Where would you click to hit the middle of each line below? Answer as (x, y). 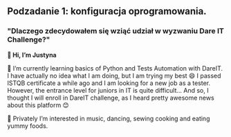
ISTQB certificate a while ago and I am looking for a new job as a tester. (109, 83)
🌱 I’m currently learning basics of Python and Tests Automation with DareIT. (115, 68)
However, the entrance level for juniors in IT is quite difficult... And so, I (108, 90)
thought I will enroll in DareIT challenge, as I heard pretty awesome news (111, 98)
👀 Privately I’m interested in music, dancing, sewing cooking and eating (109, 118)
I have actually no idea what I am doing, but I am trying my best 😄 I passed (114, 75)
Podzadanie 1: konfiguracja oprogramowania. (107, 11)
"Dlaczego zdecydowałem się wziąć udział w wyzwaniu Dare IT (116, 31)
